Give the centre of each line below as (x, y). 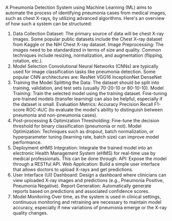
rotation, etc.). (28, 61)
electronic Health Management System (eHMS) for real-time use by (84, 153)
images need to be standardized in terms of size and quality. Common (87, 50)
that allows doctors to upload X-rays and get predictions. (73, 169)
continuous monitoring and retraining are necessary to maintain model (87, 202)
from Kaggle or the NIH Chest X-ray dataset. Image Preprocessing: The (88, 45)
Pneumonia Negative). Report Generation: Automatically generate (82, 186)
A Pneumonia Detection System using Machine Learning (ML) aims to (79, 7)
